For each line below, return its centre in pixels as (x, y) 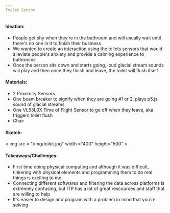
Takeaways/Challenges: (31, 155)
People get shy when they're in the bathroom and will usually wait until (87, 38)
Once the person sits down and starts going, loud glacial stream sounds (88, 65)
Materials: (16, 82)
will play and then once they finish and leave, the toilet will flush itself (85, 70)
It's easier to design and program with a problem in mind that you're (84, 200)
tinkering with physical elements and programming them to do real (82, 173)
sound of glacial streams (39, 104)
